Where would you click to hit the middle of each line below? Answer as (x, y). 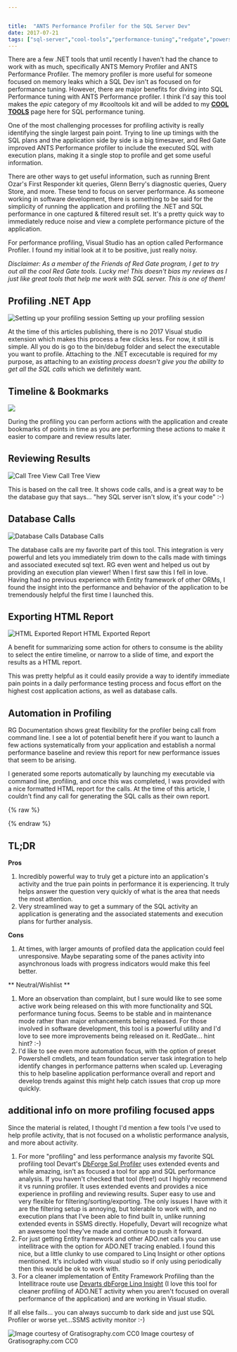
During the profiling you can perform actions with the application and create (118, 421)
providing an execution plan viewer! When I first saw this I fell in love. (108, 572)
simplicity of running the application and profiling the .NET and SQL (105, 207)
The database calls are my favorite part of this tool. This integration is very (116, 549)
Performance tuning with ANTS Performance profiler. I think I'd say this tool (117, 97)
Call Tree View (79, 475)
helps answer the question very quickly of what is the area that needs (119, 891)
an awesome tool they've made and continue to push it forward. (110, 1231)
